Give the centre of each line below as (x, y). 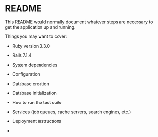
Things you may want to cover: (36, 36)
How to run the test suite (37, 102)
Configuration (26, 74)
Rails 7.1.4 (22, 55)
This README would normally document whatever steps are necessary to (79, 22)
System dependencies (35, 65)
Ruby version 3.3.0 (31, 46)
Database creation (31, 84)
